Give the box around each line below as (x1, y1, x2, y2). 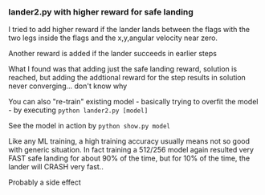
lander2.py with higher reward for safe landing (8, 6, 194, 18)
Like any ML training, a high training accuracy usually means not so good (8, 136, 251, 146)
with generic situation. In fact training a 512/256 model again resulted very (8, 145, 255, 155)
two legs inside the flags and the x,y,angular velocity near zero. (8, 33, 218, 43)
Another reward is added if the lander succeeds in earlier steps (8, 49, 217, 59)
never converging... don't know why (8, 81, 128, 91)
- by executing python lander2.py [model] (8, 105, 149, 115)
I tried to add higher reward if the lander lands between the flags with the (8, 25, 251, 35)
